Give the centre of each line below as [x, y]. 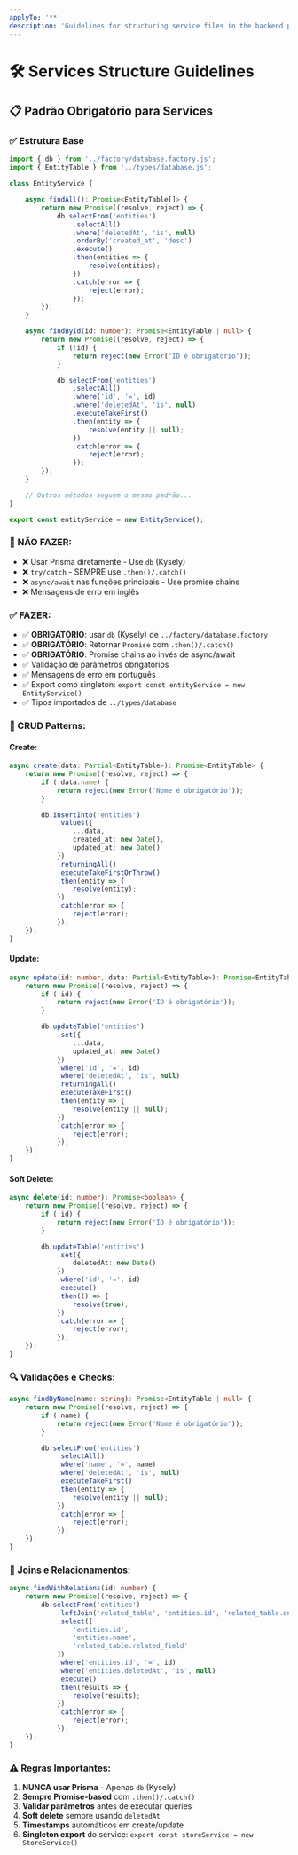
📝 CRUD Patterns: [47, 726]
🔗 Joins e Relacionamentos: [70, 1570]
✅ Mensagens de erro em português [89, 675]
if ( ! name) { [65, 1415]
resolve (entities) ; [125, 266]
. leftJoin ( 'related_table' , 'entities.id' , [138, 1613]
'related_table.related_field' [130, 1646]
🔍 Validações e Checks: [62, 1377]
